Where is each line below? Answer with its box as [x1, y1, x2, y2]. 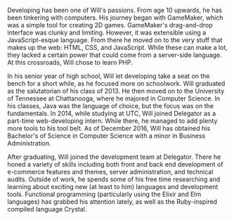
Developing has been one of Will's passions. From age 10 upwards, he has [7, 6, 223, 14]
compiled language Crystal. [7, 205, 87, 213]
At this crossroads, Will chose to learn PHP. [7, 58, 133, 66]
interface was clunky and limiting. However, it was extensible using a [7, 28, 207, 37]
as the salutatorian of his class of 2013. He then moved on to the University [7, 87, 225, 95]
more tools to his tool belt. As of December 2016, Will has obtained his [7, 124, 211, 132]
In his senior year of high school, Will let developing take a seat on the [7, 72, 210, 80]
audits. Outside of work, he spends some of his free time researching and [7, 175, 221, 183]
